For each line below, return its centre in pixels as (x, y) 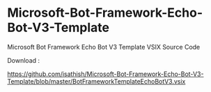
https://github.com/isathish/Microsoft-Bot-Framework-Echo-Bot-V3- (105, 74)
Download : (24, 60)
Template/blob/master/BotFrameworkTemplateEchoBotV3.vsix (96, 81)
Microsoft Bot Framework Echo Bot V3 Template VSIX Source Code (104, 47)
